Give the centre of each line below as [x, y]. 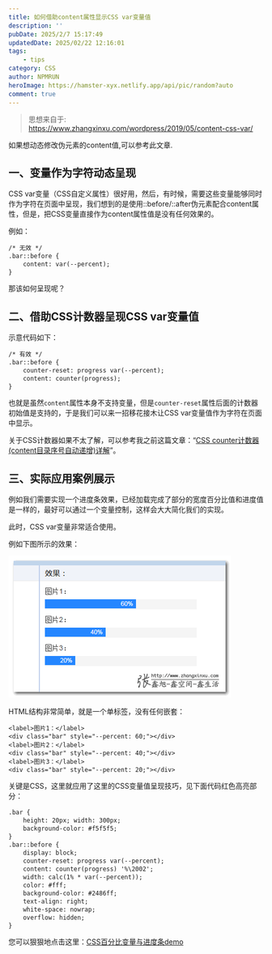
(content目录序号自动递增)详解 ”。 [64, 450]
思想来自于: [47, 119]
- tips [34, 60]
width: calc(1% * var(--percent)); [83, 877]
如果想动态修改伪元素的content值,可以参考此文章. [91, 145]
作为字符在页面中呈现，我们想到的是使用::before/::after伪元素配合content [130, 204]
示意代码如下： [33, 338]
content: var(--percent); [67, 264]
